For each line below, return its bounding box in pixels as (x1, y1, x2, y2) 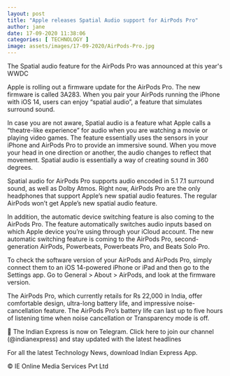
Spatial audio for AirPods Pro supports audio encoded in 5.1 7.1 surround (7, 177, 215, 185)
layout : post (7, 10, 45, 17)
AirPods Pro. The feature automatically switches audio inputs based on (7, 220, 212, 228)
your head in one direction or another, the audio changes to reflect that (7, 148, 212, 157)
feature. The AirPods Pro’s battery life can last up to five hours (43, 307, 224, 314)
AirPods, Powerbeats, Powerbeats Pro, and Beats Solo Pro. (39, 243, 210, 250)
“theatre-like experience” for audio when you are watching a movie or (7, 126, 208, 134)
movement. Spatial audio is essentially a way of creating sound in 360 (7, 156, 208, 164)
